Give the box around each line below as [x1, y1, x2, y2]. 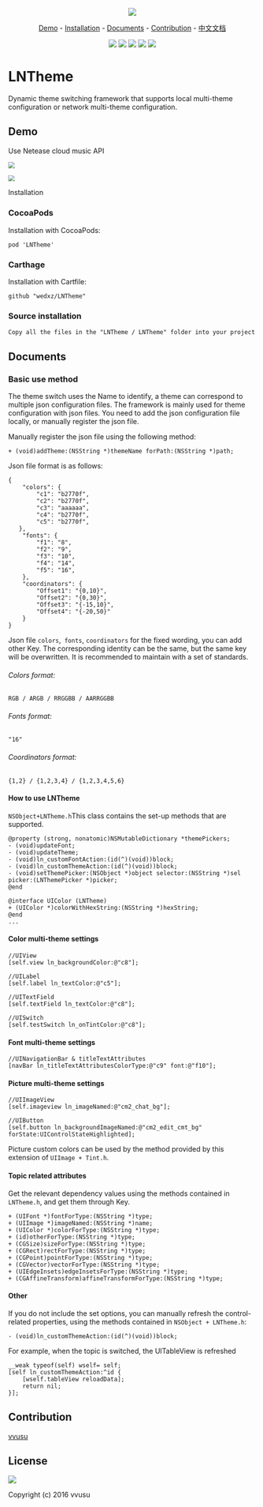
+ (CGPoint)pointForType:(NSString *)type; [8, 1253, 154, 1261]
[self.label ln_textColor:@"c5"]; [8, 979, 122, 987]
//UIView [8, 952, 37, 960]
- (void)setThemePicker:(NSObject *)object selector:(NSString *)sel [8, 869, 242, 877]
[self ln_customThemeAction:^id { [8, 1368, 122, 1376]
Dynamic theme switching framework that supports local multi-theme [8, 93, 234, 103]
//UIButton [8, 1117, 44, 1125]
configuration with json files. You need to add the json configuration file [8, 408, 240, 418]
